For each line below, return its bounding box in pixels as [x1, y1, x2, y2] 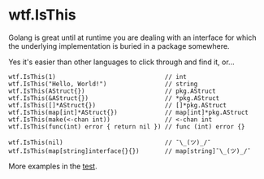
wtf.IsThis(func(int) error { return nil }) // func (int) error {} [8, 122, 245, 131]
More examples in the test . [8, 161, 97, 171]
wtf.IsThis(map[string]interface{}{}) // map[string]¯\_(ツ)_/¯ [8, 146, 252, 155]
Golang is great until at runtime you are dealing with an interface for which [8, 33, 257, 42]
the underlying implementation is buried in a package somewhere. [8, 41, 230, 50]
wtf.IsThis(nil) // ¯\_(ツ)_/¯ [8, 138, 211, 146]
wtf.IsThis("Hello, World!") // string [8, 80, 198, 88]
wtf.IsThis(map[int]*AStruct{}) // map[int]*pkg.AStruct [8, 108, 249, 116]
